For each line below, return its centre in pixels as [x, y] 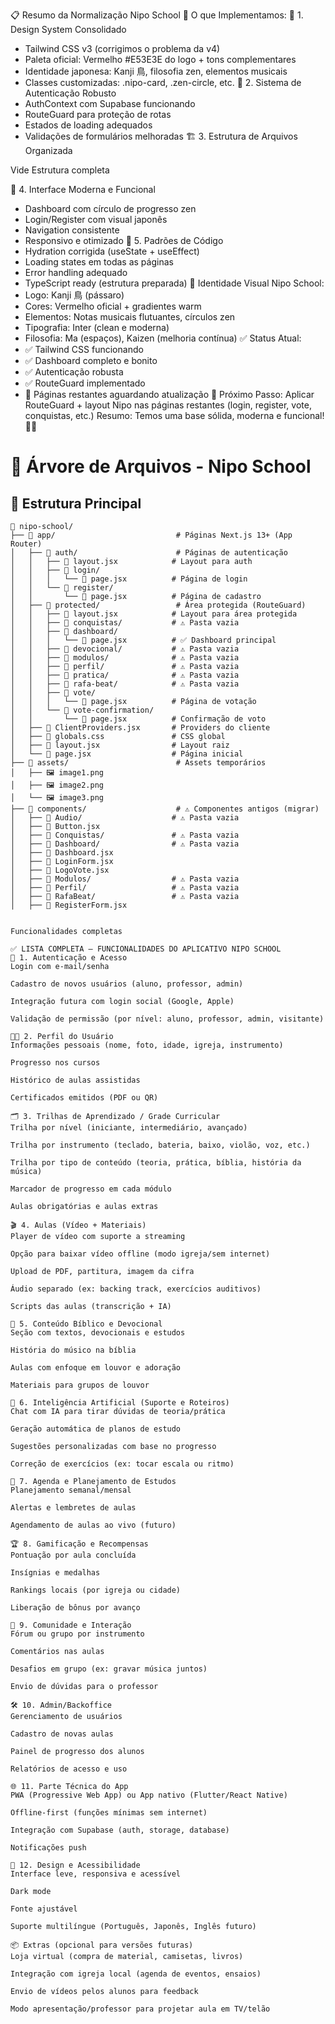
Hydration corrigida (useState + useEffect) [112, 251]
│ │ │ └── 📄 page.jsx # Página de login [129, 579]
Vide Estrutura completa [60, 170]
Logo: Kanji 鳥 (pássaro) [74, 295]
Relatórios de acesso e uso [69, 1769]
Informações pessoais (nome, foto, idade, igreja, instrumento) [147, 1045]
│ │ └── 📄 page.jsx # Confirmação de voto [138, 719]
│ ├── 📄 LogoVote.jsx [60, 870]
